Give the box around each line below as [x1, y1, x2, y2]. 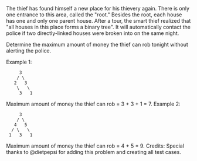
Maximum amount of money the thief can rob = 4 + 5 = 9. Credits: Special [6, 142, 185, 149]
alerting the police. [6, 47, 52, 54]
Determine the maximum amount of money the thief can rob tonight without [6, 41, 189, 48]
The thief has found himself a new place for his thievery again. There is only [6, 5, 189, 12]
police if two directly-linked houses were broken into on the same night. [6, 30, 179, 37]
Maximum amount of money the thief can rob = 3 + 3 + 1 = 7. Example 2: [6, 100, 181, 107]
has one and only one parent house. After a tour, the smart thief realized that [6, 17, 191, 24]
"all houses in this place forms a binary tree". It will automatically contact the [6, 23, 191, 30]
